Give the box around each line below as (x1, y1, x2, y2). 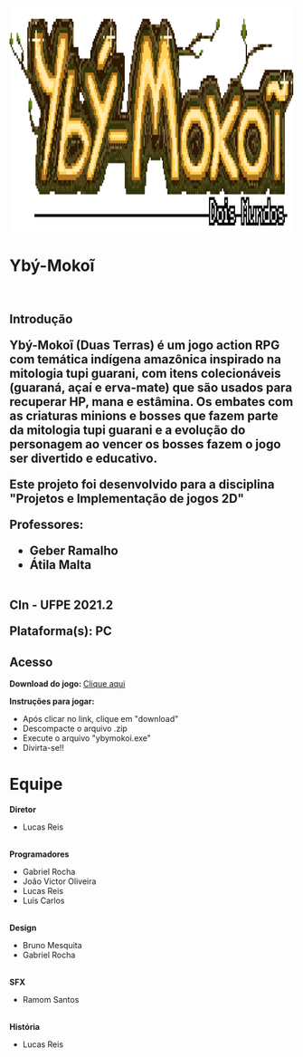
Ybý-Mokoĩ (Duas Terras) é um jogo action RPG (9, 338, 280, 353)
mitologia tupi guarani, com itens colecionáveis (9, 366, 281, 381)
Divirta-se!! (22, 743, 65, 754)
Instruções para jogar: (9, 696, 95, 707)
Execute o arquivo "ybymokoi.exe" (22, 733, 152, 744)
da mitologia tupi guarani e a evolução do (9, 423, 246, 438)
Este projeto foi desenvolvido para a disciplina (9, 477, 275, 493)
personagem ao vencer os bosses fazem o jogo (9, 437, 281, 452)
